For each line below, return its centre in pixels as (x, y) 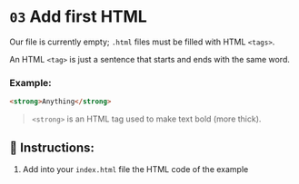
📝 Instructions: (52, 147)
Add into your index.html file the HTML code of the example (135, 169)
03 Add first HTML (78, 17)
